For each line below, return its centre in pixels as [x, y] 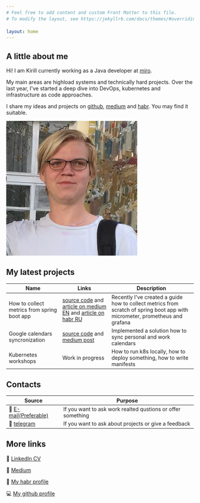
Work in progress [83, 358]
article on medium [84, 307]
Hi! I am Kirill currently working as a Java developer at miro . [79, 71]
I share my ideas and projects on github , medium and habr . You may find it [97, 107]
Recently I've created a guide [147, 297]
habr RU [72, 319]
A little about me [37, 56]
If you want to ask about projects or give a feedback [127, 424]
